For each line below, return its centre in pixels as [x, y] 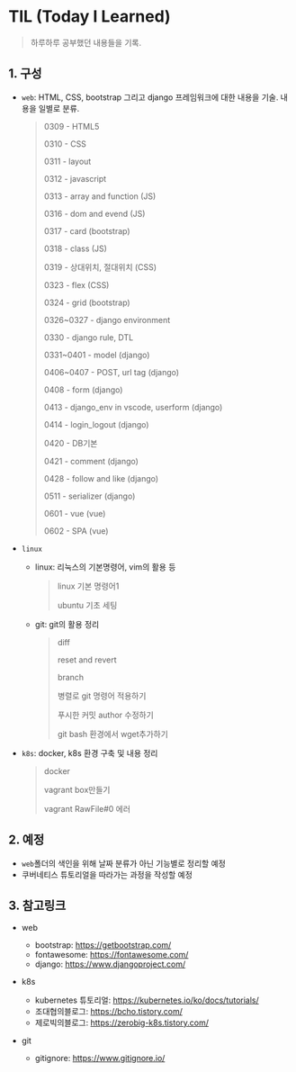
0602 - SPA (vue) [76, 531]
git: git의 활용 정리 [67, 624]
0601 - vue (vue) [75, 513]
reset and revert [87, 660]
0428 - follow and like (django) [101, 478]
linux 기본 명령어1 [88, 586]
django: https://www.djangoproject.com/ [110, 964]
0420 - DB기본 [71, 443]
